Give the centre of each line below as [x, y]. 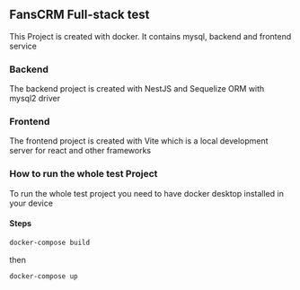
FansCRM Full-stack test [79, 15]
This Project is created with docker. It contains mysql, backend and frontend [150, 36]
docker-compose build [50, 242]
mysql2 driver [35, 99]
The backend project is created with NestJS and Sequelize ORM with [137, 89]
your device [31, 203]
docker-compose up [44, 276]
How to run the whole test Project [84, 174]
